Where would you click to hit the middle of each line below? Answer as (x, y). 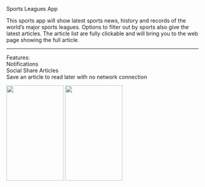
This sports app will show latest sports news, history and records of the (96, 20)
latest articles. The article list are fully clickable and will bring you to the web (102, 34)
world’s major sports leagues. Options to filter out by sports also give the (98, 27)
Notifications (22, 64)
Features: (18, 58)
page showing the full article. (43, 40)
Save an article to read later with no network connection (77, 77)
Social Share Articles (33, 70)
